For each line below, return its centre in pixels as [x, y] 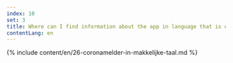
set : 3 [16, 20]
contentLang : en [30, 33]
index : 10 [21, 13]
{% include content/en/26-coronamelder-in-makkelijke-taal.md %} [102, 53]
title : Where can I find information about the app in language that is [114, 26]
